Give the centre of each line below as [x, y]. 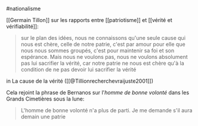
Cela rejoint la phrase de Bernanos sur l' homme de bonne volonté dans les [98, 92]
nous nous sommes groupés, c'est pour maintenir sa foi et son [98, 51]
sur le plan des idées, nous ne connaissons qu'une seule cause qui [103, 38]
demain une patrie [43, 116]
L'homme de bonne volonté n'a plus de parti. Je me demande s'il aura [106, 110]
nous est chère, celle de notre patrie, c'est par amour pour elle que [103, 44]
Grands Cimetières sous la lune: [45, 99]
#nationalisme [24, 9]
